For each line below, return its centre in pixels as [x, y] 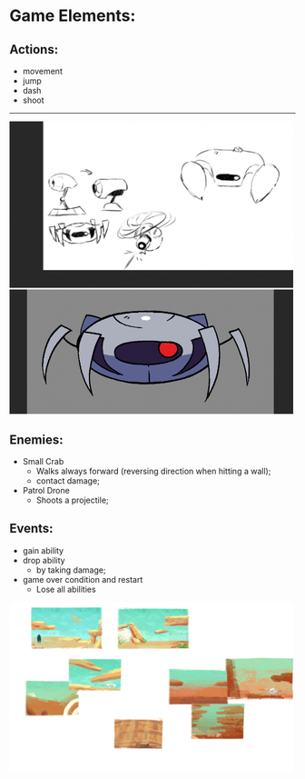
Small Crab [43, 462]
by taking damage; [71, 570]
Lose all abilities [66, 589]
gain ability [43, 550]
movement [43, 71]
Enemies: [36, 439]
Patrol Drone [46, 491]
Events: [31, 529]
